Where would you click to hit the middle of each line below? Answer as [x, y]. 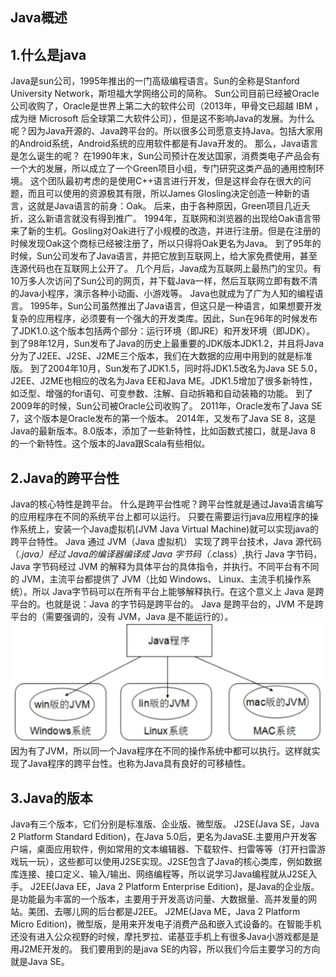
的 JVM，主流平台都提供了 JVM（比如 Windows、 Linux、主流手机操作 [156, 579]
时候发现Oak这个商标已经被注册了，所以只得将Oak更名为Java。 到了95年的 [166, 244]
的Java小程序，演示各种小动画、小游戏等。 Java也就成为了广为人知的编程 [162, 294]
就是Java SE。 [40, 962]
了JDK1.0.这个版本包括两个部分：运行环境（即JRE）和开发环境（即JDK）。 [163, 331]
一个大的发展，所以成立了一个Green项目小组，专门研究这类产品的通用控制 [163, 169]
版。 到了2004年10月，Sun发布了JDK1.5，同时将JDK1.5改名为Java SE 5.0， [166, 369]
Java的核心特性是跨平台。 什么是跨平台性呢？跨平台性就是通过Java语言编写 [167, 504]
